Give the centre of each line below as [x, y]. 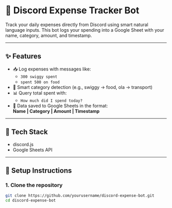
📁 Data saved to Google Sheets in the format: [60, 106]
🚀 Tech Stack [27, 132]
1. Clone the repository [34, 185]
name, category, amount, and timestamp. [49, 35]
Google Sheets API [33, 150]
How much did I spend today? [51, 101]
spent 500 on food [40, 82]
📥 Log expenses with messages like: [52, 69]
